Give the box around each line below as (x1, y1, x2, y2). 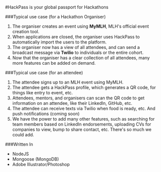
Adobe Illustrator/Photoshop (12, 162, 70, 167)
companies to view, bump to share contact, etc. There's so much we (12, 127, 152, 132)
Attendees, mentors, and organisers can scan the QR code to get (12, 95, 145, 101)
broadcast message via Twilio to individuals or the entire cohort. (12, 49, 144, 55)
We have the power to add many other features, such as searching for (12, 116, 155, 122)
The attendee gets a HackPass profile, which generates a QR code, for (12, 85, 156, 90)
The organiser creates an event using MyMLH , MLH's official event (12, 23, 149, 29)
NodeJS (12, 151, 29, 157)
